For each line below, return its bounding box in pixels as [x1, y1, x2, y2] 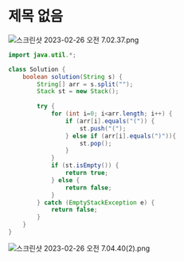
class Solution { [8, 65, 66, 73]
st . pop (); [79, 139, 112, 147]
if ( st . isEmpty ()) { [50, 162, 119, 169]
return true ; [65, 169, 109, 177]
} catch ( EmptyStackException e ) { [37, 198, 155, 207]
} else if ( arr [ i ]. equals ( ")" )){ [65, 132, 177, 140]
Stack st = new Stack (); [37, 88, 119, 95]
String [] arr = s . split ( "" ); [37, 80, 134, 88]
